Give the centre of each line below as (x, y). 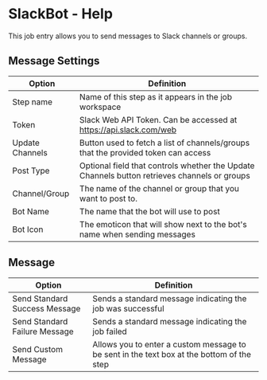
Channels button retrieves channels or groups (164, 175)
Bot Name (31, 211)
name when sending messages (137, 234)
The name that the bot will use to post (149, 211)
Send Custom (38, 349)
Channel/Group (41, 194)
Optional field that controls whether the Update (167, 166)
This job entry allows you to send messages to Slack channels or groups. (128, 36)
